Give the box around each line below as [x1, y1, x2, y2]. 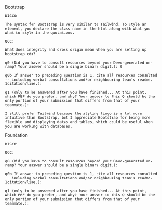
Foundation [5, 132, 28, 138]
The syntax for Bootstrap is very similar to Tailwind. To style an [5, 22, 146, 27]
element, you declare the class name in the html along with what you [5, 26, 151, 31]
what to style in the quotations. [5, 31, 75, 35]
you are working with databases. [5, 124, 73, 129]
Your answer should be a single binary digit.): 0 [17, 65, 123, 69]
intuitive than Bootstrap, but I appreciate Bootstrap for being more [5, 115, 151, 120]
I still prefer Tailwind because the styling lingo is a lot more [5, 111, 142, 116]
